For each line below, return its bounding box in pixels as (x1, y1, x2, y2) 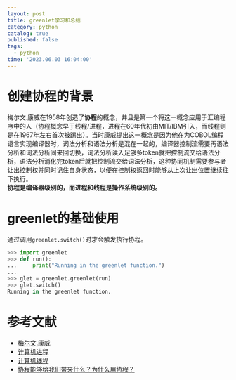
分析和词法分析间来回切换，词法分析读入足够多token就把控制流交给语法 (7, 148, 214, 157)
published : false (7, 37, 58, 44)
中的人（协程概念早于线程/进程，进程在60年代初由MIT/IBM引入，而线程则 (13, 122, 226, 130)
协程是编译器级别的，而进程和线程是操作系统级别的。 (7, 183, 162, 192)
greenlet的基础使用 (7, 210, 119, 226)
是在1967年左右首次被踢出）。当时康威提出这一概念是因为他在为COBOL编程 (7, 131, 224, 139)
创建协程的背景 (7, 89, 94, 104)
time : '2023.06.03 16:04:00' (7, 56, 93, 63)
